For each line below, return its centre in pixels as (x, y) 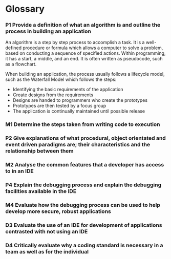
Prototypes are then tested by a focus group (59, 106)
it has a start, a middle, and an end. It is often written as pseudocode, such (84, 59)
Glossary (25, 9)
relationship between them (40, 151)
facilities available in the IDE (41, 191)
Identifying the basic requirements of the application (68, 90)
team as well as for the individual (47, 251)
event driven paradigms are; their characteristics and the (78, 145)
